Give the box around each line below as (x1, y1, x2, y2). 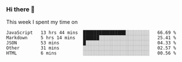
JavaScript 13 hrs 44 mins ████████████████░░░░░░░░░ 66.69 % (6, 30, 177, 36)
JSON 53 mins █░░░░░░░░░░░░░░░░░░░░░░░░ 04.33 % (6, 40, 177, 46)
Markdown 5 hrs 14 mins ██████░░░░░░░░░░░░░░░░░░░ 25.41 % (6, 35, 177, 41)
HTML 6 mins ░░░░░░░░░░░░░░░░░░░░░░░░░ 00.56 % (6, 50, 177, 56)
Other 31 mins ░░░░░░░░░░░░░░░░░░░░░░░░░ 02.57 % (6, 45, 177, 51)
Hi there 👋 (6, 5, 36, 13)
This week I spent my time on (6, 19, 78, 26)
